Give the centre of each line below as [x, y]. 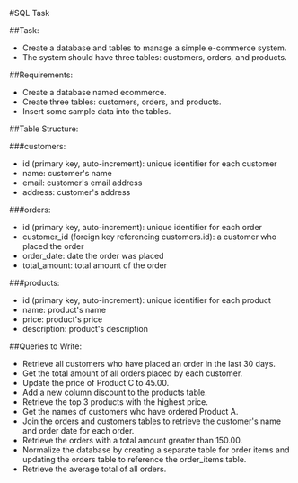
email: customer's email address [82, 183]
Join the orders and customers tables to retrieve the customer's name [151, 421]
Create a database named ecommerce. [95, 92]
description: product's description [85, 329]
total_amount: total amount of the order [95, 265]
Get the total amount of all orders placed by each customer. [132, 373]
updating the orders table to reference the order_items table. [134, 459]
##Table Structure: [44, 129]
